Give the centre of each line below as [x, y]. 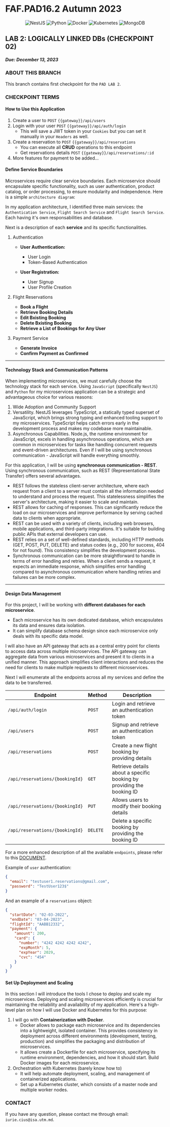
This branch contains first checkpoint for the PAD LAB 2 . [63, 84]
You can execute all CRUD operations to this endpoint [76, 147]
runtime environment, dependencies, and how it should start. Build [90, 1058]
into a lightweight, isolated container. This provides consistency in [89, 1031]
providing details [132, 758]
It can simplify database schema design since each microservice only [85, 631]
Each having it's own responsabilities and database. [59, 218]
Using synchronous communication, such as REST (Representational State [83, 471]
